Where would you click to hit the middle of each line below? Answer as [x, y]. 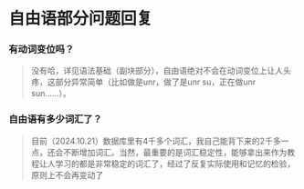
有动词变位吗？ [42, 49]
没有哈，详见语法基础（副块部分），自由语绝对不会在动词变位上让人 [157, 71]
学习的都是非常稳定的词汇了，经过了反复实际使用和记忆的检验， [175, 164]
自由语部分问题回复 [81, 19]
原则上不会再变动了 [67, 174]
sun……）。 [51, 94]
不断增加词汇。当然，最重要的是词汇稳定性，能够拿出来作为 [175, 152]
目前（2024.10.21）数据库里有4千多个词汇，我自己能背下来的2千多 [156, 141]
